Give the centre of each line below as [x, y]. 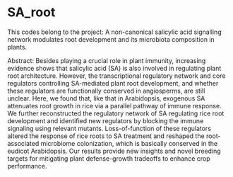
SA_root [31, 12]
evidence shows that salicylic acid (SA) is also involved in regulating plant [114, 68]
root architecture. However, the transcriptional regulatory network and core [116, 76]
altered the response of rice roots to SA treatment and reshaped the [106, 136]
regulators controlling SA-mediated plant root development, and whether [113, 83]
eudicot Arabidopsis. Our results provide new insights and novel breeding [114, 151]
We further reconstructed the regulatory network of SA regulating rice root [116, 113]
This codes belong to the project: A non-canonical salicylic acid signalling [114, 32]
